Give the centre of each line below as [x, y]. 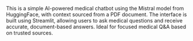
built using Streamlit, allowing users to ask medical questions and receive [94, 20]
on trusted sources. [30, 33]
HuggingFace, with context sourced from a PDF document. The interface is [96, 14]
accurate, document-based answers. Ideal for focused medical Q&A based [96, 27]
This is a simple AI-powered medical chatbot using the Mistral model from [95, 8]
